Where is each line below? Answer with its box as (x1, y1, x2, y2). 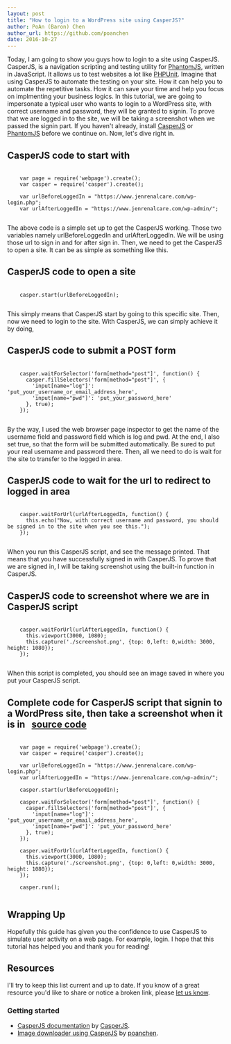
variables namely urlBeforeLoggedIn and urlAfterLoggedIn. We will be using (7, 231, 224, 239)
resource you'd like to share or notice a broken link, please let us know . (7, 988, 210, 997)
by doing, (7, 325, 35, 333)
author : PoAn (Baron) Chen (7, 23, 85, 30)
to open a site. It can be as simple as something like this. (7, 245, 169, 254)
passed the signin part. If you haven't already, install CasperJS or (7, 122, 194, 130)
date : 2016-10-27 (7, 36, 58, 43)
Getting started (7, 1006, 60, 1015)
